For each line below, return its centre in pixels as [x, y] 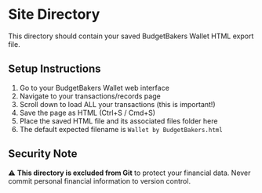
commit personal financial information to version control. [99, 180]
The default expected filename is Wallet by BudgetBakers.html [121, 129]
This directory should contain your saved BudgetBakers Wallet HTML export [131, 36]
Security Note [43, 154]
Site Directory [54, 14]
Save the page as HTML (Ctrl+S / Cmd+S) [87, 113]
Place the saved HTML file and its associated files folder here [118, 121]
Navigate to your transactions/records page [90, 96]
